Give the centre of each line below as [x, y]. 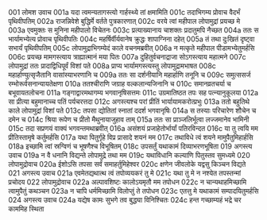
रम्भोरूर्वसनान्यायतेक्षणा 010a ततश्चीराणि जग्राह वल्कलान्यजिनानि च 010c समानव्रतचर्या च [120, 84]
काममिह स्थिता [26, 209]
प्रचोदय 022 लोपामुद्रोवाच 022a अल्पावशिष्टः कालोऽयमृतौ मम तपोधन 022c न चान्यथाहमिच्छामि [128, 182]
